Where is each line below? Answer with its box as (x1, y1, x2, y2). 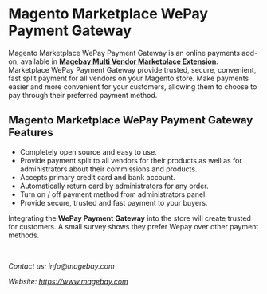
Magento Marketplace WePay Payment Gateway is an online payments (8, 48, 241, 57)
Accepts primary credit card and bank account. (19, 172, 175, 182)
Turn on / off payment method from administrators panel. (19, 189, 207, 199)
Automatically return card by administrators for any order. (19, 181, 209, 190)
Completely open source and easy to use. (19, 147, 157, 156)
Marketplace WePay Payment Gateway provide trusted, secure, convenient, (8, 65, 257, 74)
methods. (8, 230, 40, 240)
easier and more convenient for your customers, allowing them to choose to (8, 81, 257, 92)
